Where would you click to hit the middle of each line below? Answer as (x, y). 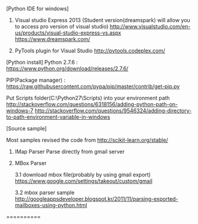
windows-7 (20, 111)
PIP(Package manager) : (36, 80)
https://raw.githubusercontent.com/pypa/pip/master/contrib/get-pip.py (93, 86)
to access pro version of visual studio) (62, 27)
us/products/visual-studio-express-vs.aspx (68, 33)
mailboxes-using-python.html (51, 205)
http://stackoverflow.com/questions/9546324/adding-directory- (113, 111)
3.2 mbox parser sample (45, 192)
